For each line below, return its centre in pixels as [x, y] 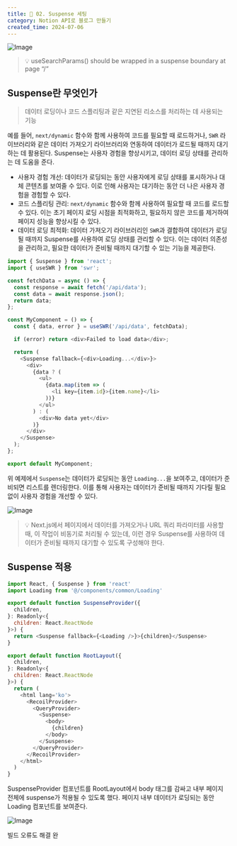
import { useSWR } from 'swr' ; [53, 268]
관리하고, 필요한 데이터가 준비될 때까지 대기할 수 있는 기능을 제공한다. [120, 248]
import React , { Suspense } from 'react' [69, 584]
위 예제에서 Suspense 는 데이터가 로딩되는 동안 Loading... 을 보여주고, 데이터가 [115, 478]
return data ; [33, 301]
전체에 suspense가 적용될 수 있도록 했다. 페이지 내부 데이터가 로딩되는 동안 [111, 798]
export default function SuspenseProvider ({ [74, 603]
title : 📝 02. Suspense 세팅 [47, 14]
